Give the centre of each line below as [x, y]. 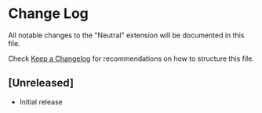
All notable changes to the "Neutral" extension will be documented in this [126, 35]
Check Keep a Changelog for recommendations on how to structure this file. [131, 58]
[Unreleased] [41, 83]
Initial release [41, 101]
